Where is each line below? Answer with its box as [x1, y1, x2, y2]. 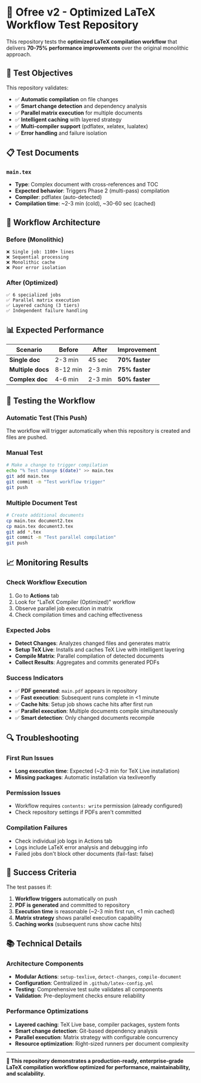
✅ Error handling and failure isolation [14, 129, 108, 137]
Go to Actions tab [14, 592, 59, 599]
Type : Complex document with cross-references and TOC [14, 181, 159, 188]
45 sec [88, 356, 108, 364]
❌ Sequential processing [6, 254, 69, 260]
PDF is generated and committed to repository [14, 901, 130, 909]
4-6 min [54, 375, 79, 384]
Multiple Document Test [6, 499, 78, 507]
